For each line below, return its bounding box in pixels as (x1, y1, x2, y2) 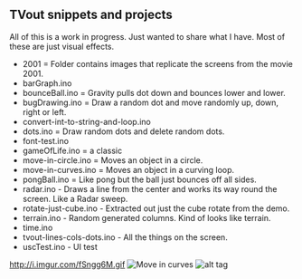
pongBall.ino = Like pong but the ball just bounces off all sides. (22, 174, 258, 185)
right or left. (22, 106, 67, 117)
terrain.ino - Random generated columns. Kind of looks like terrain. (22, 212, 271, 223)
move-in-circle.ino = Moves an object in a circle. (22, 154, 203, 166)
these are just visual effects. (9, 41, 115, 52)
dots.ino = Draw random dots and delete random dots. (22, 126, 225, 137)
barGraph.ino (22, 77, 72, 89)
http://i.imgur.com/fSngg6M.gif (9, 258, 126, 270)
